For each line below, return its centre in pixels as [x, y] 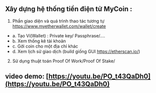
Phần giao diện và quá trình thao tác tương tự [58, 21]
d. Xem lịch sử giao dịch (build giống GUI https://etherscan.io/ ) [76, 51]
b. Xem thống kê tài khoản [39, 41]
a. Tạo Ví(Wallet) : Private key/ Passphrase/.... [59, 35]
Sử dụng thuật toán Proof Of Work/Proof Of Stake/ [64, 61]
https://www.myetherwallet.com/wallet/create [59, 26]
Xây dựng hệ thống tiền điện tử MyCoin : [69, 9]
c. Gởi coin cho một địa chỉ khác [45, 46]
